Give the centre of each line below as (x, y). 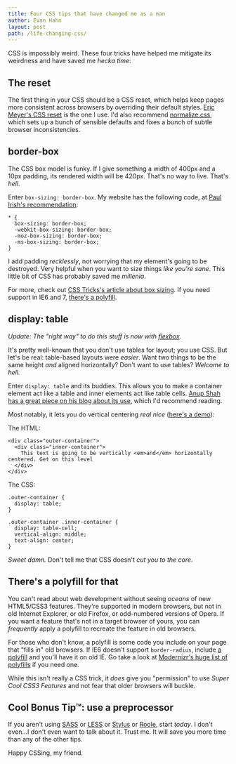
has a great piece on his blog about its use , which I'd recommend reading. (115, 400)
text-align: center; (44, 540)
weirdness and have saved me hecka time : (70, 61)
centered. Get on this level (51, 459)
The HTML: (24, 428)
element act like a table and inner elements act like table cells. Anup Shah (114, 393)
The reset (29, 83)
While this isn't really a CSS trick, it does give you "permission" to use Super (118, 678)
